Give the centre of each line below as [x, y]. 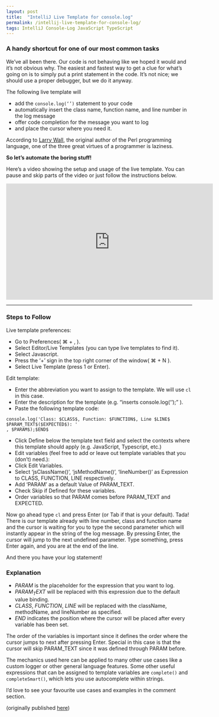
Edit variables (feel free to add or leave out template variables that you [100, 453]
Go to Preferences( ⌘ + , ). [48, 341]
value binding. [32, 599]
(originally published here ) [38, 708]
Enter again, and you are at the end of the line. [63, 546]
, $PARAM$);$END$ [27, 429]
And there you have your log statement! [54, 557]
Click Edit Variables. [39, 465]
